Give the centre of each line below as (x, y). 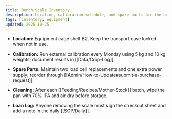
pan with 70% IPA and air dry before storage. (60, 96)
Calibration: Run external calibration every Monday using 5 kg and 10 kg (89, 54)
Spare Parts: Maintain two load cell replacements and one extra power (87, 69)
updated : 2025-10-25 (27, 24)
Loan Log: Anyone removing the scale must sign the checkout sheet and (89, 106)
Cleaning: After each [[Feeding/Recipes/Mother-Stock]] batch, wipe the (89, 90)
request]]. (23, 80)
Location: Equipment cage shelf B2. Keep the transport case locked (84, 39)
